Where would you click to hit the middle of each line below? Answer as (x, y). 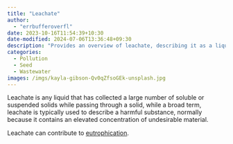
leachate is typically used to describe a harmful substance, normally (105, 112)
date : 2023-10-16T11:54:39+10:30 (55, 33)
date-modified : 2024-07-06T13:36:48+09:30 (69, 39)
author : (18, 20)
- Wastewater (32, 71)
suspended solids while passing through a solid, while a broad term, (104, 105)
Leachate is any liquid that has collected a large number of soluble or (106, 98)
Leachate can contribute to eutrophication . (68, 133)
